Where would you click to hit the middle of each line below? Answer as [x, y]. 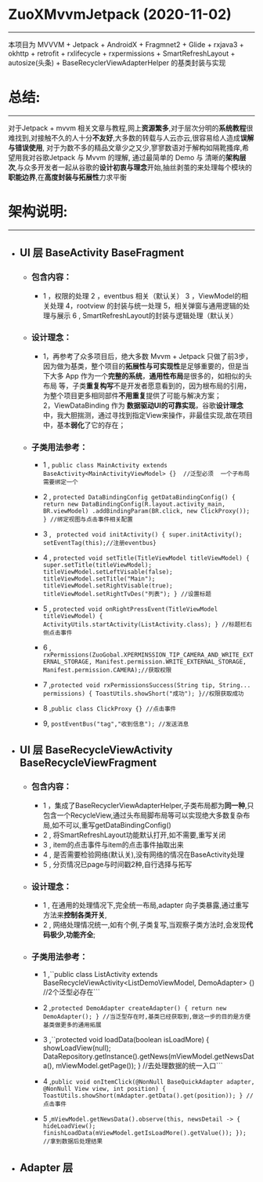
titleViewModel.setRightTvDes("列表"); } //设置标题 [127, 595]
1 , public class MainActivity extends [105, 465]
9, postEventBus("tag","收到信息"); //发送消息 [116, 723]
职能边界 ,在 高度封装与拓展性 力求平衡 [68, 177]
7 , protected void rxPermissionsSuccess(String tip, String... [147, 685]
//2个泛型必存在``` [71, 992]
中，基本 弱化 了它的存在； [84, 425]
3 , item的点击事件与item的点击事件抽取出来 [113, 844]
